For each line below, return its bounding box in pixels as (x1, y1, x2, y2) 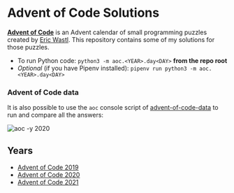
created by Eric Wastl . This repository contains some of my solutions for (7, 35, 215, 43)
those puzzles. (7, 43, 50, 51)
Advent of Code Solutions (7, 5, 159, 21)
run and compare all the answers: (7, 110, 103, 120)
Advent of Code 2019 (17, 163, 79, 172)
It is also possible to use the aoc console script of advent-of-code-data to (7, 103, 219, 112)
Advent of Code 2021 (17, 178, 79, 187)
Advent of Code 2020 (17, 171, 80, 179)
